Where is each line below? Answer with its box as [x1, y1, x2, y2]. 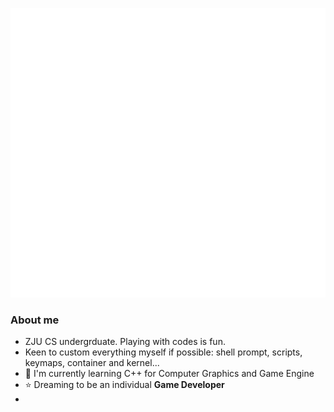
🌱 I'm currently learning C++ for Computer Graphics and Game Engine [24, 368, 315, 380]
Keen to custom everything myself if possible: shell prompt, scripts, [24, 346, 303, 358]
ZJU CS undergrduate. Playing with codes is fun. [24, 336, 226, 348]
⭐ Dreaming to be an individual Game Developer [24, 379, 225, 391]
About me [10, 313, 60, 327]
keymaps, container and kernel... [24, 357, 160, 369]
